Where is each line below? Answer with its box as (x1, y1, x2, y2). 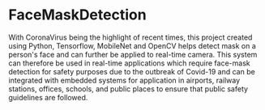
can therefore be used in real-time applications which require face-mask (8, 58, 250, 68)
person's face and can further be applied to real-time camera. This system (8, 49, 258, 59)
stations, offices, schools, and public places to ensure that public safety (8, 83, 249, 94)
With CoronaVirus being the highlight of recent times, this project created (8, 32, 253, 42)
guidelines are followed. (8, 92, 88, 102)
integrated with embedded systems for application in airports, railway (8, 75, 241, 85)
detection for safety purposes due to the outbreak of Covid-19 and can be (8, 66, 255, 76)
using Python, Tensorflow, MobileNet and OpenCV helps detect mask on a (8, 40, 257, 50)
